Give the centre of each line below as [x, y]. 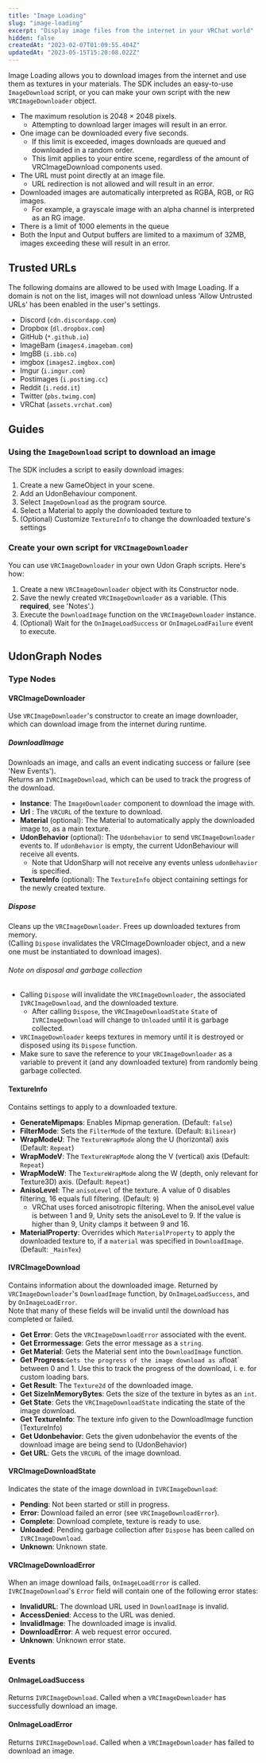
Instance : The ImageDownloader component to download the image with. [137, 803]
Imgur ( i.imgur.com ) [52, 370]
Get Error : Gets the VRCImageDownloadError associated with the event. [133, 1334]
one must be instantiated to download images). [85, 952]
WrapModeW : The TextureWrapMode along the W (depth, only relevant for [139, 1173]
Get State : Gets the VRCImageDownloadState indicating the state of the [132, 1402]
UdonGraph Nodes [55, 657]
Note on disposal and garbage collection [75, 970]
